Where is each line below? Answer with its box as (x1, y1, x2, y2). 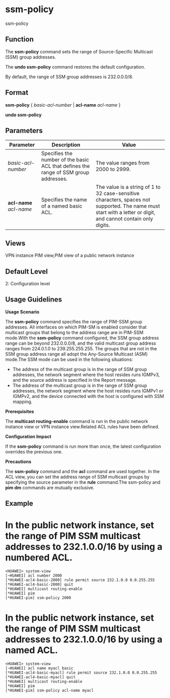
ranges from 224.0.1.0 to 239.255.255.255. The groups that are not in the (5, 345, 157, 351)
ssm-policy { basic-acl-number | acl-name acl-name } (5, 102, 121, 108)
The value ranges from (95, 159, 150, 167)
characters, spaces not (95, 196, 150, 204)
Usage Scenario (5, 309, 39, 315)
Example (5, 499, 33, 508)
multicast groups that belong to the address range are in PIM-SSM (5, 329, 144, 336)
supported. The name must (95, 203, 160, 210)
